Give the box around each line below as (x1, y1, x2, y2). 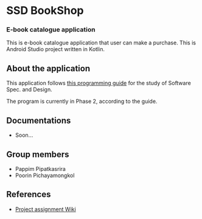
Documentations (6, 115, 71, 125)
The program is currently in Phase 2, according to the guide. (6, 98, 158, 105)
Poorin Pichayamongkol (15, 172, 75, 179)
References (6, 189, 51, 200)
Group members (6, 149, 69, 159)
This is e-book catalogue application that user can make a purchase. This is (6, 39, 197, 46)
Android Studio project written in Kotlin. (6, 46, 105, 53)
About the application (6, 63, 90, 74)
